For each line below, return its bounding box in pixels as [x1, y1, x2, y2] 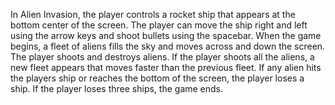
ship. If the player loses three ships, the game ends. [10, 83, 224, 94]
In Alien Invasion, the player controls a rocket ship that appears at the [10, 9, 296, 20]
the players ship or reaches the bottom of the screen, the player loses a [10, 72, 305, 84]
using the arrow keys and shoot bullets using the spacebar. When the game [10, 30, 322, 41]
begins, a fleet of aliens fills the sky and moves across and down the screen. [10, 40, 326, 52]
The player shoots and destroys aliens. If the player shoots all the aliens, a [10, 51, 315, 63]
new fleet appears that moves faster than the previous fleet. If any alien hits [10, 62, 322, 73]
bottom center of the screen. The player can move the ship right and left [10, 19, 308, 31]
